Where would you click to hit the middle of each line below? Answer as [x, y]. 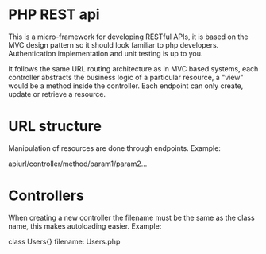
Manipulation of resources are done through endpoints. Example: [114, 148]
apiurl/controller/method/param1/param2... [78, 164]
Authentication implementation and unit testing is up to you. [106, 53]
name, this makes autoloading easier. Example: [85, 226]
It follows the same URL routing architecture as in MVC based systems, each [133, 68]
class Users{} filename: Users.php [64, 241]
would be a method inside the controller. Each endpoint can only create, [126, 86]
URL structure [55, 127]
